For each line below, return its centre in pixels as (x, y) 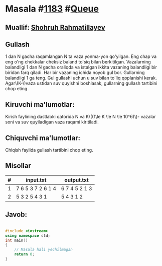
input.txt (36, 180)
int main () (17, 240)
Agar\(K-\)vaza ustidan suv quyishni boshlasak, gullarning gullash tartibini (81, 83)
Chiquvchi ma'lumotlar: (43, 138)
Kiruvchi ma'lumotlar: (40, 105)
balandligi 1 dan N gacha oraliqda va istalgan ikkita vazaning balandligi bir (81, 67)
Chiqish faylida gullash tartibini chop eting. (49, 150)
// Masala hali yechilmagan (43, 250)
